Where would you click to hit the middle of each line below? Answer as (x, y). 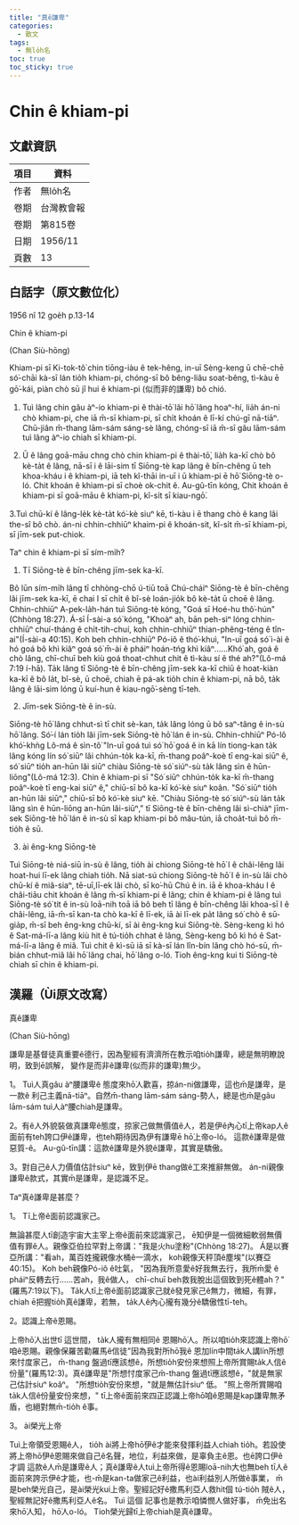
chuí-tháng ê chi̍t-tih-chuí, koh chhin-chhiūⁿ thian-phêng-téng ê (153, 629)
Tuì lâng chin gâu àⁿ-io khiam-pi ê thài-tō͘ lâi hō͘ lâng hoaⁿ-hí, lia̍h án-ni (151, 407)
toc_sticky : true (41, 68)
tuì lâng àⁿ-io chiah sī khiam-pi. (79, 437)
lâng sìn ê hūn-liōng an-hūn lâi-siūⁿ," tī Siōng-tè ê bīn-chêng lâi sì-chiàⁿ (141, 808)
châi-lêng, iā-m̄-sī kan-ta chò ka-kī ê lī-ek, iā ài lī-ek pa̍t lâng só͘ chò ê (138, 914)
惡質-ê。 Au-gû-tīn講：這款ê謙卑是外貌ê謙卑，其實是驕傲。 (119, 1148)
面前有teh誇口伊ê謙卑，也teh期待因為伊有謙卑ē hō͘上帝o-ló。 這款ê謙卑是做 (147, 1136)
